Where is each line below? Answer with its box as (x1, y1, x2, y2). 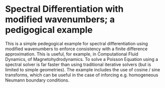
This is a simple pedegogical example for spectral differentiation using (5, 40, 148, 46)
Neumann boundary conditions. (5, 77, 70, 83)
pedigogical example (5, 25, 93, 35)
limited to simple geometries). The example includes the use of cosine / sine (5, 66, 161, 72)
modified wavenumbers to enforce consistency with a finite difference (5, 46, 148, 52)
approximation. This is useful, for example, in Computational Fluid (5, 51, 138, 57)
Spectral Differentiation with (5, 3, 124, 15)
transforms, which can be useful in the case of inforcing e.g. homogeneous (5, 72, 159, 78)
